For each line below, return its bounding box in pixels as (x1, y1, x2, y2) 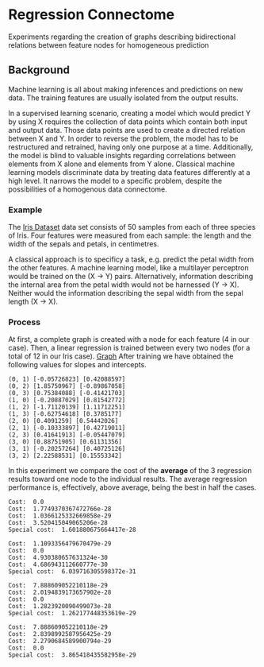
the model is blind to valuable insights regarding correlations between (8, 150, 236, 160)
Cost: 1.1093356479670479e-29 (8, 540, 112, 548)
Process (8, 316, 41, 328)
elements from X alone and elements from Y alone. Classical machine (8, 159, 235, 169)
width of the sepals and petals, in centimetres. (8, 239, 160, 249)
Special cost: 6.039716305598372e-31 (8, 568, 136, 576)
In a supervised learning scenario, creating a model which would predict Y (8, 108, 251, 118)
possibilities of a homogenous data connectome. (8, 184, 168, 194)
